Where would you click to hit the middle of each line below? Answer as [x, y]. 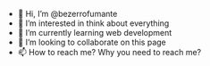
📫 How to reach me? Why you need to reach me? [109, 52]
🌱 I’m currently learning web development [95, 33]
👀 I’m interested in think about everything [93, 23]
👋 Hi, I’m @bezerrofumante [67, 14]
